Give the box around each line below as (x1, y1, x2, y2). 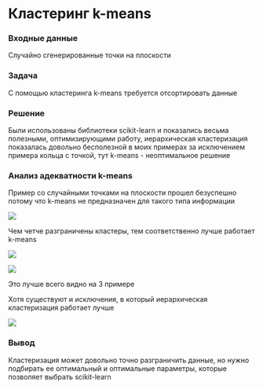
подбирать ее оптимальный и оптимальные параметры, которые (8, 363, 228, 373)
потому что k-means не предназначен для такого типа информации (8, 196, 236, 206)
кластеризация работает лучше (8, 303, 115, 313)
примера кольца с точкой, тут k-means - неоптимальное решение (8, 151, 231, 160)
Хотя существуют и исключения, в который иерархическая (8, 295, 208, 304)
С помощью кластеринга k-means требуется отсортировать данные (8, 88, 238, 97)
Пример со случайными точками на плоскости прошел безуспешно (8, 188, 237, 197)
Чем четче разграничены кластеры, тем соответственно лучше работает (8, 226, 255, 236)
